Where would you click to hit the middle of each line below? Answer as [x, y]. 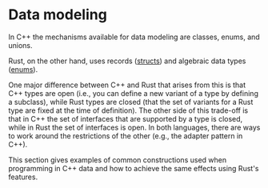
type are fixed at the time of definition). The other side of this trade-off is [128, 110]
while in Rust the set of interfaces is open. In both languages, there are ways [134, 127]
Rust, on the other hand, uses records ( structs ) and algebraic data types [127, 61]
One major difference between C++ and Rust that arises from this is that [127, 85]
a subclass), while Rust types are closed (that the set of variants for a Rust [131, 102]
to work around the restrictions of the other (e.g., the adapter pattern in [126, 136]
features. [23, 177]
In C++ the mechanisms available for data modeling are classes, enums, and [134, 37]
